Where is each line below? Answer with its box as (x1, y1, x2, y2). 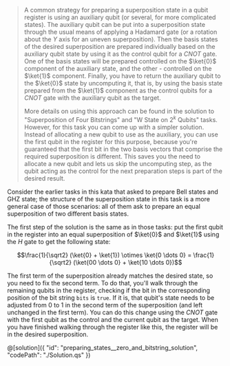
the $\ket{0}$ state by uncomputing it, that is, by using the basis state (23, 79, 222, 87)
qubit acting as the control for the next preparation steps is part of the (23, 167, 222, 175)
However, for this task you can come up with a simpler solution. (23, 123, 205, 131)
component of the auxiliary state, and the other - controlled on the (23, 65, 212, 72)
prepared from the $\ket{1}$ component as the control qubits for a (23, 86, 213, 94)
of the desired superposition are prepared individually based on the (23, 43, 216, 50)
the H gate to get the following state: (7, 237, 111, 245)
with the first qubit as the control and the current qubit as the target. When (7, 315, 219, 323)
